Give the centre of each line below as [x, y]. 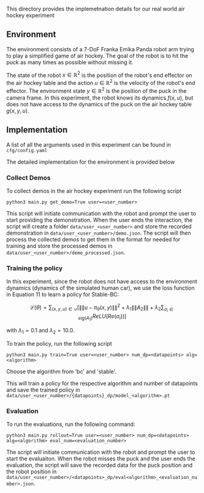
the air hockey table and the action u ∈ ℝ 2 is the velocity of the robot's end [101, 82]
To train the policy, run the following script [59, 343]
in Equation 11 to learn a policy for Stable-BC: [63, 294]
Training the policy [34, 268]
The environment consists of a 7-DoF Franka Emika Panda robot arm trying [100, 49]
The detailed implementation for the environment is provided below [91, 162]
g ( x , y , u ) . [18, 111]
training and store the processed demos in [59, 246]
